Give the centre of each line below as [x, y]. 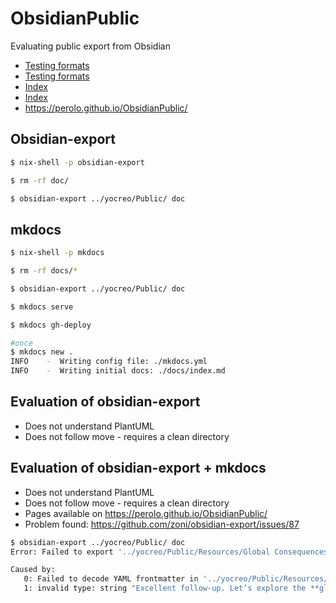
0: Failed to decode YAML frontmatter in [111, 579]
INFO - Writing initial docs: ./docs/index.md [118, 371]
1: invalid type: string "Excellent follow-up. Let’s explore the [165, 588]
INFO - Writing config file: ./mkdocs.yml [109, 362]
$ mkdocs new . [42, 352]
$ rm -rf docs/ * [44, 271]
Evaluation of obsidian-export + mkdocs [138, 468]
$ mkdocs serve [42, 307]
